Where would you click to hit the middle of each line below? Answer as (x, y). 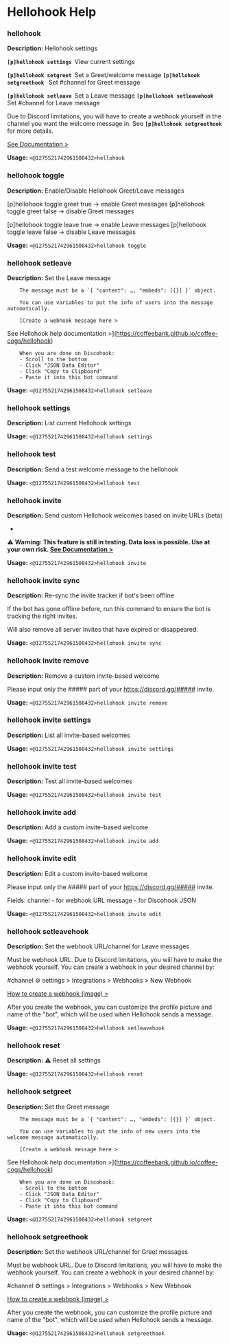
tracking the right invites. (42, 616)
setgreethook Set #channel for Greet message (74, 83)
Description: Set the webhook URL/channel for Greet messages (98, 1251)
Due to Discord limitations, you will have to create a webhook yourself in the (114, 116)
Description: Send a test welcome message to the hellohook (93, 469)
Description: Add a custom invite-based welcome (78, 827)
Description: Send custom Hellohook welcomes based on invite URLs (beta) (115, 515)
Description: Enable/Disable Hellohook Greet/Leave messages (96, 191)
